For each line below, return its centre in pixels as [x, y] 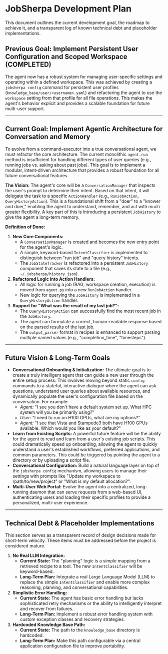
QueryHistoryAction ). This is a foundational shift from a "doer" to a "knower [83, 201]
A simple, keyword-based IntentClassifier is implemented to [84, 252]
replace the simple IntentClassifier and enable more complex [85, 582]
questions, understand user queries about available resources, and [81, 391]
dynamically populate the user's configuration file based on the [78, 396]
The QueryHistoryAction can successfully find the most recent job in [90, 311]
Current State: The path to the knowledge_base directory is [80, 630]
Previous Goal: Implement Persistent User [72, 49]
